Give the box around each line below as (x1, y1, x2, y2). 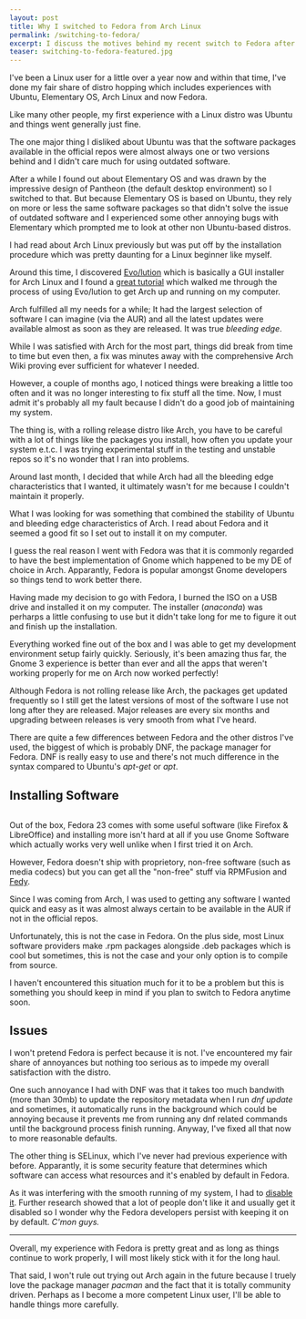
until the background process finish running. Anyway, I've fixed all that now (9, 1122, 291, 1134)
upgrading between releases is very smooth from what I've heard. (9, 714, 257, 725)
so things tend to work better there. (9, 575, 143, 586)
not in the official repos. (9, 913, 98, 924)
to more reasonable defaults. (9, 1132, 118, 1143)
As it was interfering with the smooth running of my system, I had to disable (9, 1187, 293, 1198)
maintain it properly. (9, 491, 85, 502)
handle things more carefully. (9, 1299, 119, 1310)
